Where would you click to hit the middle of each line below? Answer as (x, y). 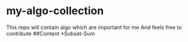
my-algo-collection (55, 11)
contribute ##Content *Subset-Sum (51, 33)
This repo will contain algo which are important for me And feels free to (94, 27)
